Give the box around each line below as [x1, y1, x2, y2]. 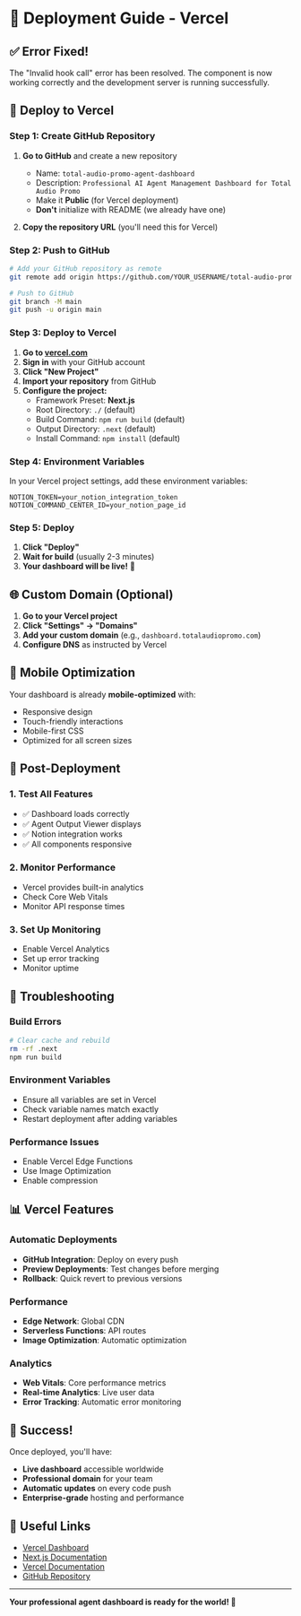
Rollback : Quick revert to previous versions [21, 1273, 183, 1283]
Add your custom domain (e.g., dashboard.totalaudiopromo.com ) [21, 630, 262, 640]
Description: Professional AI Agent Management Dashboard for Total [35, 177, 292, 187]
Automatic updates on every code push [21, 1483, 172, 1494]
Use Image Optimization [21, 1166, 112, 1177]
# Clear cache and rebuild [9, 1036, 110, 1045]
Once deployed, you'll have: [9, 1447, 113, 1457]
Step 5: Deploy [9, 521, 74, 534]
